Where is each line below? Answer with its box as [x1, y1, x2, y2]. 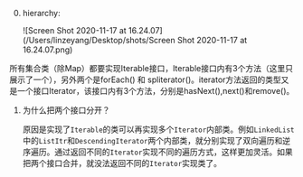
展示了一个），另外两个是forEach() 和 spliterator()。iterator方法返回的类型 [9, 74, 282, 85]
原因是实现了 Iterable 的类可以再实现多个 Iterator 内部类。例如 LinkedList [22, 124, 295, 135]
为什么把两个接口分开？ [22, 105, 110, 116]
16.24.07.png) [22, 44, 73, 55]
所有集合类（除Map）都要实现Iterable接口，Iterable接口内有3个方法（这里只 [9, 63, 294, 73]
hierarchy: [22, 8, 61, 18]
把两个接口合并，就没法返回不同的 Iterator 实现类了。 [22, 158, 223, 168]
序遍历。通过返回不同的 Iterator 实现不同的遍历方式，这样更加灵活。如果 [22, 146, 294, 157]
